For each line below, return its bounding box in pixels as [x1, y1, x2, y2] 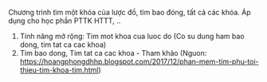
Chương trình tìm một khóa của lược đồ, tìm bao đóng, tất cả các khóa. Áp [8, 8, 251, 17]
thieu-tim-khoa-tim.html [19, 65, 99, 75]
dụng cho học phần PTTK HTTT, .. [8, 16, 121, 25]
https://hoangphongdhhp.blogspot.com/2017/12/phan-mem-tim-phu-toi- [19, 57, 259, 66]
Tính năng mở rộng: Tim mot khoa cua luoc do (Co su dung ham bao [19, 32, 245, 41]
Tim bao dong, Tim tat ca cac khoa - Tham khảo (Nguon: [19, 49, 207, 57]
